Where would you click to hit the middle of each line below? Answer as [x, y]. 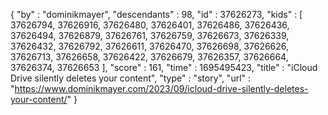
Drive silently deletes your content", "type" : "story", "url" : [131, 78]
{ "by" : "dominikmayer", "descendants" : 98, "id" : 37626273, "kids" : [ [156, 14]
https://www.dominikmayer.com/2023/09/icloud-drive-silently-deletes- [161, 88]
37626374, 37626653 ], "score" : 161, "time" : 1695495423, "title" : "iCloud [164, 67]
